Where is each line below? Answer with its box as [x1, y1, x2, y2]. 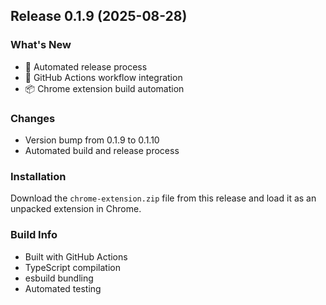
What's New [10, 38, 72, 52]
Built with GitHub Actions [24, 250, 128, 263]
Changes [10, 111, 56, 125]
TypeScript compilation [24, 261, 121, 273]
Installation [10, 169, 67, 183]
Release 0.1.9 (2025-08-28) [10, 8, 188, 25]
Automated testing [24, 282, 102, 294]
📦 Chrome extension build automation [24, 82, 185, 94]
